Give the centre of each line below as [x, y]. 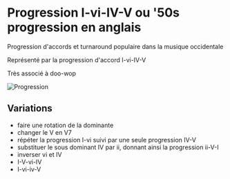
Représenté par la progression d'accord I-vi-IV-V [77, 59]
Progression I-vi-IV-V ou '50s [93, 13]
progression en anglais [74, 27]
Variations [30, 109]
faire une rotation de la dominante [65, 125]
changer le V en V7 [45, 132]
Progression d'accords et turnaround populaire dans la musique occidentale [115, 46]
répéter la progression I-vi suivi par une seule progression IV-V [107, 140]
